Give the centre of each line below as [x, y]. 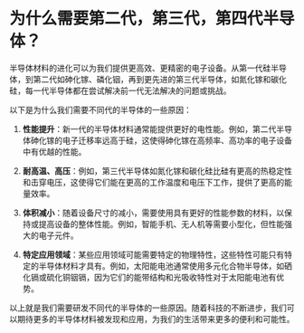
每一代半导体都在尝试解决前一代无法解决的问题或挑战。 [128, 90]
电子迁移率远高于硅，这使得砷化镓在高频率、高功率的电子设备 [177, 140]
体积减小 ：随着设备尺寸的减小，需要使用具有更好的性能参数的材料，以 [153, 213]
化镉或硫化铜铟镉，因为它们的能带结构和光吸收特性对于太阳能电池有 [149, 277]
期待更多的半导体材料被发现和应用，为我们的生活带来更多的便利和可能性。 [156, 319]
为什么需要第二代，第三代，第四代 [137, 19]
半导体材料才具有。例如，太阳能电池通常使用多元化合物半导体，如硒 [165, 266]
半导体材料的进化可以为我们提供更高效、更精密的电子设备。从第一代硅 [140, 68]
